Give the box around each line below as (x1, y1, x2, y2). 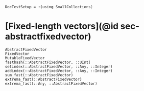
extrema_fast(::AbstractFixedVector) (5, 77, 82, 82)
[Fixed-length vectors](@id (5, 21, 119, 32)
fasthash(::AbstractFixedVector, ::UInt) (5, 60, 91, 65)
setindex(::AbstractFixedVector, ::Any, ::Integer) (5, 64, 113, 69)
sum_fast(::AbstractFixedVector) (5, 73, 73, 77)
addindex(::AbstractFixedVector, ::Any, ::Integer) (5, 68, 113, 73)
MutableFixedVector (5, 55, 45, 60)
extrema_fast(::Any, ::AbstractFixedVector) (5, 81, 97, 86)
